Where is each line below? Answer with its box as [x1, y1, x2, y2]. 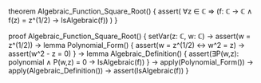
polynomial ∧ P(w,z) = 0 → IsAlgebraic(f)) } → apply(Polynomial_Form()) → [8, 57, 254, 66]
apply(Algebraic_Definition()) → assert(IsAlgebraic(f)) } [8, 66, 189, 75]
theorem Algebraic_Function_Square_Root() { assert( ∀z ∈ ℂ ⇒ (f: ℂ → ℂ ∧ [8, 6, 253, 16]
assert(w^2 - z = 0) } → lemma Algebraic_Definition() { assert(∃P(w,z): [8, 49, 239, 58]
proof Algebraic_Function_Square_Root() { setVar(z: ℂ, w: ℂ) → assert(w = [8, 31, 251, 41]
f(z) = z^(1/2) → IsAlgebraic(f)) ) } [8, 15, 118, 25]
